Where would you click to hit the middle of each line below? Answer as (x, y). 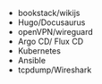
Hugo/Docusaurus (51, 22)
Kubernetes (39, 51)
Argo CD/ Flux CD (51, 41)
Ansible (32, 60)
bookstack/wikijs (49, 13)
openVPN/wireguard (55, 32)
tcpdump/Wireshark (55, 70)
